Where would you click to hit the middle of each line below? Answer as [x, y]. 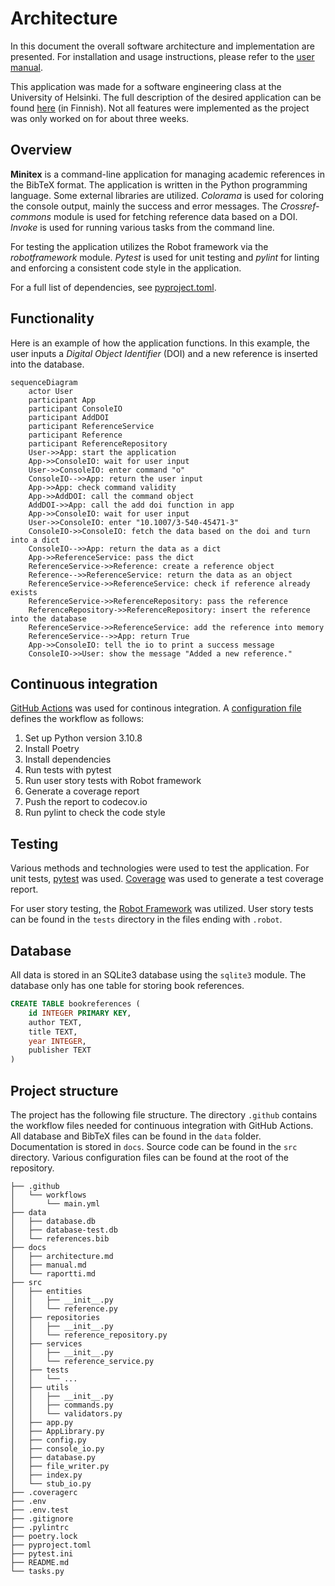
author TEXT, [55, 1022]
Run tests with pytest [68, 770]
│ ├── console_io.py [57, 1448]
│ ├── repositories [55, 1317]
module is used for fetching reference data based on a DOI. [175, 216]
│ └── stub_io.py [51, 1483]
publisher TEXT [60, 1050]
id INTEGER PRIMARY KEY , [80, 1013]
